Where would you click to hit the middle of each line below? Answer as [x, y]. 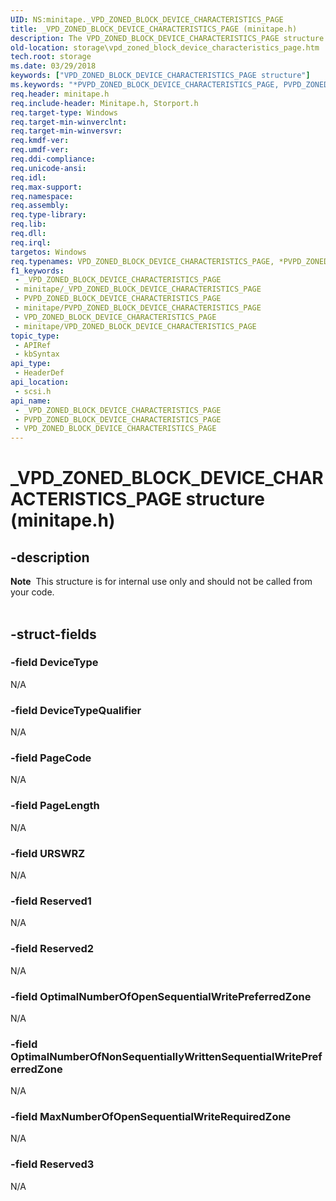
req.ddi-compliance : [53, 159]
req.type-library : [48, 215]
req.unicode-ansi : [48, 168]
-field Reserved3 [52, 1164]
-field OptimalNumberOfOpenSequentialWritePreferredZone [161, 996]
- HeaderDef [39, 373]
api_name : [31, 401]
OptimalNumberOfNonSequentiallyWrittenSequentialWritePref [166, 1056]
